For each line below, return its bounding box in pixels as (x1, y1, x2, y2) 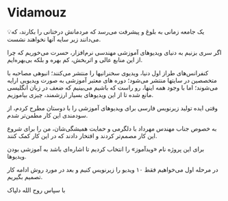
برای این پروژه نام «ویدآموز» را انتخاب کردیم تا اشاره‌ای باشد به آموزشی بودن (7, 145, 205, 153)
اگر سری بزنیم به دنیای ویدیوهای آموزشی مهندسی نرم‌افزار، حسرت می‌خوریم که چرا (7, 48, 222, 56)
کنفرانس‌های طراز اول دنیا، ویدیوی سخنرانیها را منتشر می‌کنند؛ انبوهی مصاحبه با (7, 68, 209, 77)
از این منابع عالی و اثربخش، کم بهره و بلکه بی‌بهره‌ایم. (7, 55, 142, 64)
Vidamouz (7, 5, 67, 21)
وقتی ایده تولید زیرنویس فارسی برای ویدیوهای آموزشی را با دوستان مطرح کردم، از (7, 104, 218, 112)
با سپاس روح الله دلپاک (7, 186, 66, 194)
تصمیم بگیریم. (7, 172, 43, 180)
